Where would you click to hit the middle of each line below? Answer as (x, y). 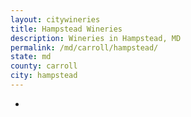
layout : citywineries (55, 19)
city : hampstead (44, 76)
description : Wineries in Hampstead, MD (96, 38)
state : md (31, 57)
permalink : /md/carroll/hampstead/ (84, 47)
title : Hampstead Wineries (66, 29)
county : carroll (44, 66)
